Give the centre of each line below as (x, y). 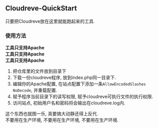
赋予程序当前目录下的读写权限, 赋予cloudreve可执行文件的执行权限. (83, 97)
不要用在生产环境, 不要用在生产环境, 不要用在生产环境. (62, 120)
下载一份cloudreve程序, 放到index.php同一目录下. (64, 78)
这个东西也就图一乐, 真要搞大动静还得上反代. (52, 114)
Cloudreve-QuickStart (41, 8)
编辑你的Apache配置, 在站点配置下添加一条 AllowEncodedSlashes (79, 84)
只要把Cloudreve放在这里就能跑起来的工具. (50, 21)
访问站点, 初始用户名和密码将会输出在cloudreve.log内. (69, 103)
